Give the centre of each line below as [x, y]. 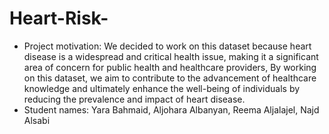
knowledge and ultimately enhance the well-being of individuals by [162, 88]
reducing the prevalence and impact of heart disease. [134, 99]
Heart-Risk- [59, 18]
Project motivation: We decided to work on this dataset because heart [167, 46]
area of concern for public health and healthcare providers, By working [170, 67]
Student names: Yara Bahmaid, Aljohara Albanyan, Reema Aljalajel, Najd [171, 109]
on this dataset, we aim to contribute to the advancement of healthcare [170, 78]
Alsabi [37, 120]
